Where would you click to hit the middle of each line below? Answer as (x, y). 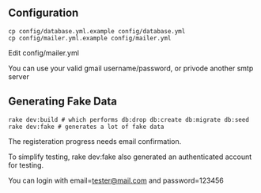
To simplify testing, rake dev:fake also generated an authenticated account (130, 157)
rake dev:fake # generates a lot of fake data (86, 127)
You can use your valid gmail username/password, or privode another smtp (131, 68)
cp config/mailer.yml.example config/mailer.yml (90, 38)
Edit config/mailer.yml (43, 53)
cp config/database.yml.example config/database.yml (97, 31)
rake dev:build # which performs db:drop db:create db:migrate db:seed (129, 119)
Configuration (43, 13)
